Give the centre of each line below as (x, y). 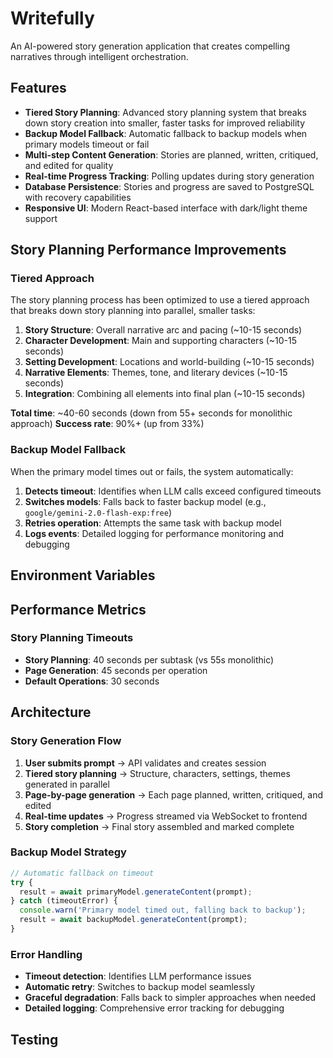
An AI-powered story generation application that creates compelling (150, 46)
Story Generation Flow (66, 741)
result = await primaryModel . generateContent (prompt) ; (136, 892)
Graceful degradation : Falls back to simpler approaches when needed (170, 998)
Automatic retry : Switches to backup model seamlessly (140, 987)
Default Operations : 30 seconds (92, 681)
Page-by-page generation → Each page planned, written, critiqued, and (174, 794)
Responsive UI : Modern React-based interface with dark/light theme (166, 208)
